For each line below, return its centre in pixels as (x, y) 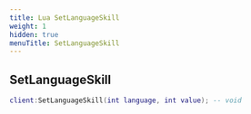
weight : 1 (28, 26)
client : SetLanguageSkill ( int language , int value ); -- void (126, 100)
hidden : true (34, 34)
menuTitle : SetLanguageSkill (65, 43)
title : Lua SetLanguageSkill (65, 18)
